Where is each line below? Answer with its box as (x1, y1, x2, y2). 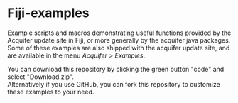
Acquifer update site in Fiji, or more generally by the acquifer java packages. (7, 36, 231, 44)
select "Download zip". (7, 72, 75, 81)
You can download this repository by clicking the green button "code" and (7, 65, 225, 73)
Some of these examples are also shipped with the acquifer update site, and (7, 43, 230, 52)
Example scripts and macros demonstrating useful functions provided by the (7, 28, 232, 37)
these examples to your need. (7, 87, 94, 96)
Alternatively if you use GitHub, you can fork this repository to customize (7, 80, 220, 88)
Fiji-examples (7, 5, 90, 21)
